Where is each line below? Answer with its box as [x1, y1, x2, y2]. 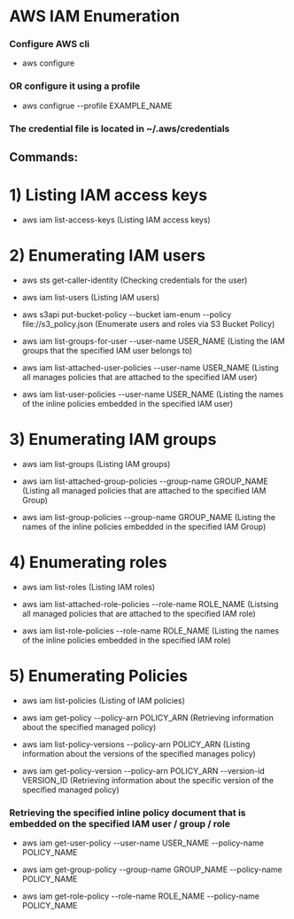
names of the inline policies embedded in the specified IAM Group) [21, 521, 267, 532]
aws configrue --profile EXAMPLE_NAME [21, 100, 173, 111]
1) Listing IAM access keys [9, 185, 208, 206]
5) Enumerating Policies [9, 666, 189, 686]
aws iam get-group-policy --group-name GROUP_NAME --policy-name [21, 864, 282, 875]
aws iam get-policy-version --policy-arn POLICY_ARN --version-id [21, 765, 266, 776]
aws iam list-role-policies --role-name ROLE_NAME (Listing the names [21, 625, 280, 635]
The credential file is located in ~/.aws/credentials [9, 122, 230, 135]
